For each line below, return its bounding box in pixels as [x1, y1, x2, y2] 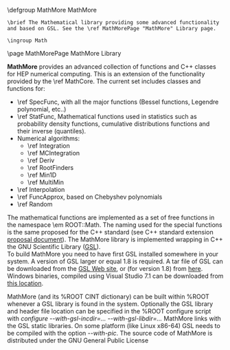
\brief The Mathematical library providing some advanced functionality [7, 19, 220, 26]
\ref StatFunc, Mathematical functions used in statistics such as [16, 113, 197, 120]
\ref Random [16, 200, 53, 208]
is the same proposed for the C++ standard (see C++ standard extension [7, 228, 214, 236]
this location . [7, 279, 44, 287]
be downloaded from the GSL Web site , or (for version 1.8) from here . [7, 265, 203, 272]
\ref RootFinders [27, 164, 74, 171]
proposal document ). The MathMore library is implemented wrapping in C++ [7, 235, 223, 243]
